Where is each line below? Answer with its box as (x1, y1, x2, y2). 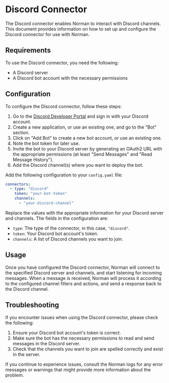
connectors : (5, 182, 31, 187)
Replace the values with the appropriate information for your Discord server (5, 210, 164, 216)
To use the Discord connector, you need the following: (5, 60, 119, 66)
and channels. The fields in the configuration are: (5, 215, 108, 221)
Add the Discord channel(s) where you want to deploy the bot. (12, 162, 144, 168)
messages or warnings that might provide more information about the (5, 366, 151, 373)
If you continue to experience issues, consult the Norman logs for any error (5, 361, 163, 367)
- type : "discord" (10, 186, 49, 192)
